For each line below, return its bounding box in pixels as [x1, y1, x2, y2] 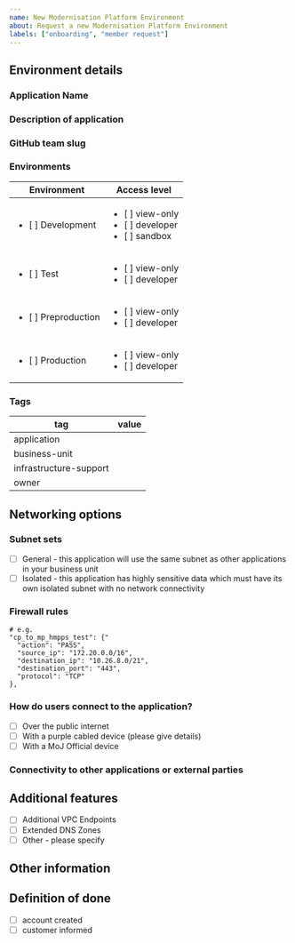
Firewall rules [9, 605, 69, 618]
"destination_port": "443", [17, 664, 122, 674]
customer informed [21, 924, 93, 935]
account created [21, 915, 83, 925]
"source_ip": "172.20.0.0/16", [17, 649, 133, 658]
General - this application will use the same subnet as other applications [21, 553, 287, 564]
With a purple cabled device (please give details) [21, 731, 202, 741]
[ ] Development [28, 219, 97, 231]
